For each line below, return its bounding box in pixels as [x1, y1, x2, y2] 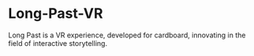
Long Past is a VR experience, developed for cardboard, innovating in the [8, 30, 246, 40]
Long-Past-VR [8, 5, 103, 23]
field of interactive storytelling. [8, 38, 108, 47]
